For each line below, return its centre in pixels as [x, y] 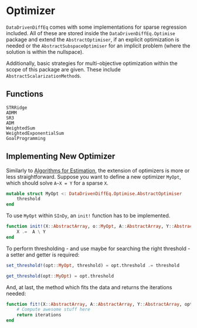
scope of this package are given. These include [64, 69]
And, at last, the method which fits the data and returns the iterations [89, 287]
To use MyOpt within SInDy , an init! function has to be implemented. [88, 216]
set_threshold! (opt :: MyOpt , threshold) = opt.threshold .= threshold [93, 265]
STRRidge [17, 107]
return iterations [39, 315]
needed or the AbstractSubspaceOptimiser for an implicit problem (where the [98, 46]
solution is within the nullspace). [45, 52]
